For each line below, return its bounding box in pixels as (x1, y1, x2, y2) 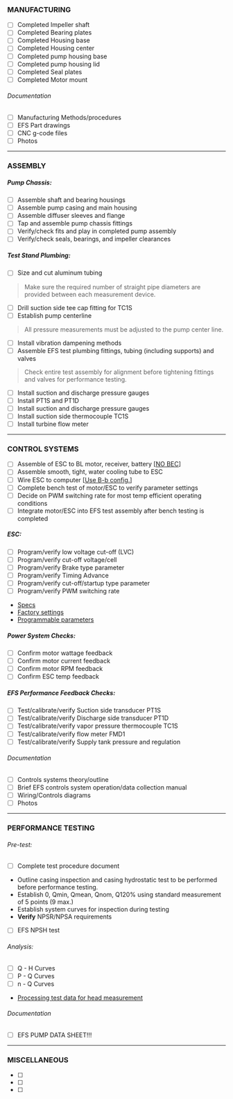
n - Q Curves (17, 980, 55, 988)
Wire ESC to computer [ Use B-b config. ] (17, 475, 132, 484)
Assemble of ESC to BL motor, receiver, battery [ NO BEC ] (17, 460, 182, 468)
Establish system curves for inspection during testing (17, 905, 170, 914)
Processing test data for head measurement (17, 994, 144, 1002)
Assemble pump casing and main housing (17, 203, 137, 212)
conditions (17, 499, 48, 507)
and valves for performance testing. (24, 375, 127, 383)
